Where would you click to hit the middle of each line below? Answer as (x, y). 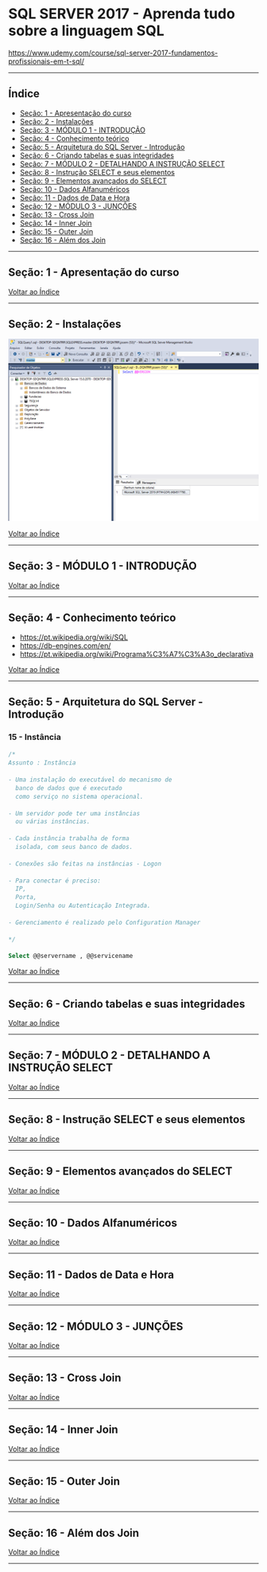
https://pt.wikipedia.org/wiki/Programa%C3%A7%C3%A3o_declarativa (137, 654)
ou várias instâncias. (53, 822)
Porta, (26, 897)
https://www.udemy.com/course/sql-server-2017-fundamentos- (113, 53)
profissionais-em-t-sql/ (46, 61)
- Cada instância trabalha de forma (69, 839)
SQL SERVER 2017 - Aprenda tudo (122, 14)
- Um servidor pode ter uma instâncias (74, 813)
